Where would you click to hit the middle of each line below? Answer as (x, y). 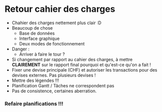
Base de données (37, 33)
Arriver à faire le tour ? (42, 54)
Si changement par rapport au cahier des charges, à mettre (72, 59)
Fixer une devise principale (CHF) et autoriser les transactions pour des (84, 70)
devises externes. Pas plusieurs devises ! (54, 75)
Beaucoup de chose (32, 28)
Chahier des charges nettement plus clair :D (57, 23)
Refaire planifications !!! (34, 104)
